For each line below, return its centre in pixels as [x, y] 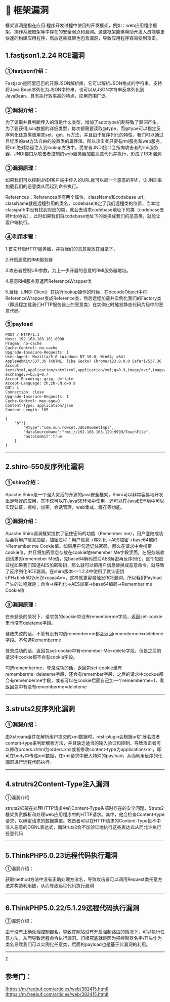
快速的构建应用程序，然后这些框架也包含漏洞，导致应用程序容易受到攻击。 [83, 38]
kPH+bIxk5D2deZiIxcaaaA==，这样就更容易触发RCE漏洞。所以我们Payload [83, 578]
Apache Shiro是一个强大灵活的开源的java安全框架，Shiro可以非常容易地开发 [84, 494]
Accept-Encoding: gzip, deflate [39, 379]
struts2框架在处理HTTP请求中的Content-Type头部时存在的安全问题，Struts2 [85, 808]
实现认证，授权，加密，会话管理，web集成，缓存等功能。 [65, 507]
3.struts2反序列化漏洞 [40, 709]
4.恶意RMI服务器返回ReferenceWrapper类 [49, 281]
